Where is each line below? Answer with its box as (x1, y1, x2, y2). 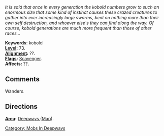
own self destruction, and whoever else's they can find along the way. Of (5, 20, 154, 26)
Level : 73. (5, 45, 26, 51)
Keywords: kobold (5, 40, 43, 46)
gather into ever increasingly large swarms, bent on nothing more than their (5, 15, 159, 20)
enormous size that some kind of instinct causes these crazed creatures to (5, 9, 158, 15)
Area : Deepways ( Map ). (5, 115, 54, 121)
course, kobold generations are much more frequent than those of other (5, 25, 152, 31)
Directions (5, 102, 38, 111)
